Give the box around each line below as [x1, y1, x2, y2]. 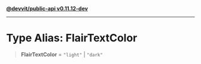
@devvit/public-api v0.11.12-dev [6, 5, 89, 12]
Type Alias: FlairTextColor [6, 31, 138, 45]
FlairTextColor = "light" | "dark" [20, 50, 103, 58]
